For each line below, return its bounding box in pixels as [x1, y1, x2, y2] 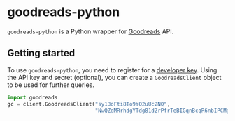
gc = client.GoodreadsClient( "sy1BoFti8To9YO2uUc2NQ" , [7, 100, 171, 108]
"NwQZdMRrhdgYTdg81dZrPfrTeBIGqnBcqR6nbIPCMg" [94, 107, 233, 114]
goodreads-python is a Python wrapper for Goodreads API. [7, 27, 174, 35]
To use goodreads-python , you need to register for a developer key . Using [7, 65, 218, 74]
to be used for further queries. [7, 81, 94, 89]
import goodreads [7, 94, 58, 101]
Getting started [7, 47, 76, 59]
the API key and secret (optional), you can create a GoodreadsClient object [7, 73, 222, 81]
